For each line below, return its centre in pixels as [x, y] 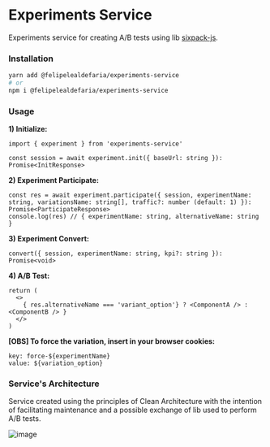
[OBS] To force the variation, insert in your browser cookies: [112, 341]
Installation [31, 59]
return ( [23, 291]
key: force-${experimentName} [60, 356]
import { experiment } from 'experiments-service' [96, 144]
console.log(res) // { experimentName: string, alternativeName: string [134, 217]
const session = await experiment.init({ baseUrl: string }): [116, 158]
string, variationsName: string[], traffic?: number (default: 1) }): [130, 202]
